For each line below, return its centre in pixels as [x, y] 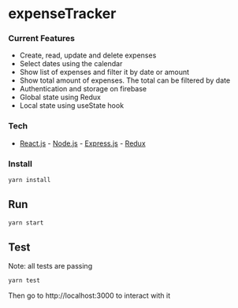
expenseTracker [62, 14]
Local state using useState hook [72, 106]
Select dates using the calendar [71, 64]
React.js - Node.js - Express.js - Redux [82, 143]
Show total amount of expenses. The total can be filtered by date [125, 80]
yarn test [24, 280]
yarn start [26, 223]
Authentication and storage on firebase [83, 89]
